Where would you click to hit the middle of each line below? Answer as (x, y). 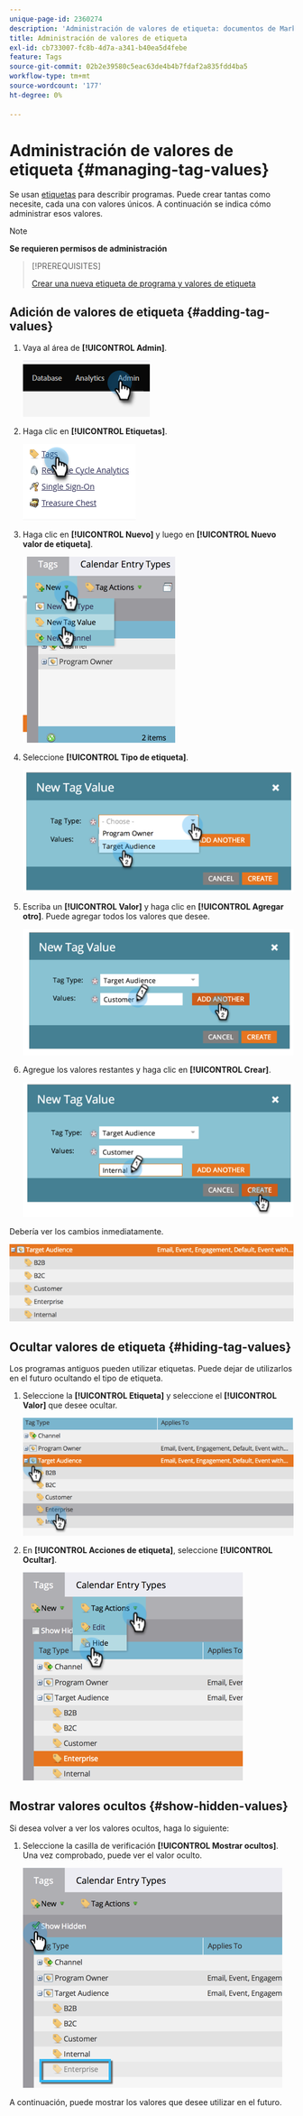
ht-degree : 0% (36, 95)
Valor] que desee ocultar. (70, 1405)
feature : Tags (36, 57)
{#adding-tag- (228, 312)
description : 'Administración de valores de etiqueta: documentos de (143, 28)
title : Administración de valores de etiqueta (98, 38)
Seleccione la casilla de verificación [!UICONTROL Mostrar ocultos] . (151, 1845)
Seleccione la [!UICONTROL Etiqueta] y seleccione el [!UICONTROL (150, 1395)
